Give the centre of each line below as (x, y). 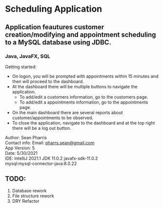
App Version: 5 (20, 148)
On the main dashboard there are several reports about (67, 112)
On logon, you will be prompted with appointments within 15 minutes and (85, 76)
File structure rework (33, 196)
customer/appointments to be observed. (53, 118)
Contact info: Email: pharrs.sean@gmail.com (50, 143)
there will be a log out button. (42, 128)
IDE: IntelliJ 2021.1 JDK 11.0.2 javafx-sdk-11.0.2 (51, 158)
